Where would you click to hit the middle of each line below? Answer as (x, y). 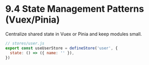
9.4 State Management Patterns (75, 9)
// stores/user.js (25, 43)
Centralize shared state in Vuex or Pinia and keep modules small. (74, 34)
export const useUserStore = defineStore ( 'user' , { (61, 48)
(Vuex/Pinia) (33, 20)
